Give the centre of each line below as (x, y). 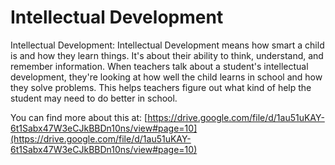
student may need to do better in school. (94, 98)
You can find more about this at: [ (79, 117)
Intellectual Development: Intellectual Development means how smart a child (167, 45)
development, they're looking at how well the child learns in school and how (166, 77)
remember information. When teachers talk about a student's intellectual (159, 66)
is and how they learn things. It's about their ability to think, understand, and (167, 55)
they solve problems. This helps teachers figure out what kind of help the (161, 87)
